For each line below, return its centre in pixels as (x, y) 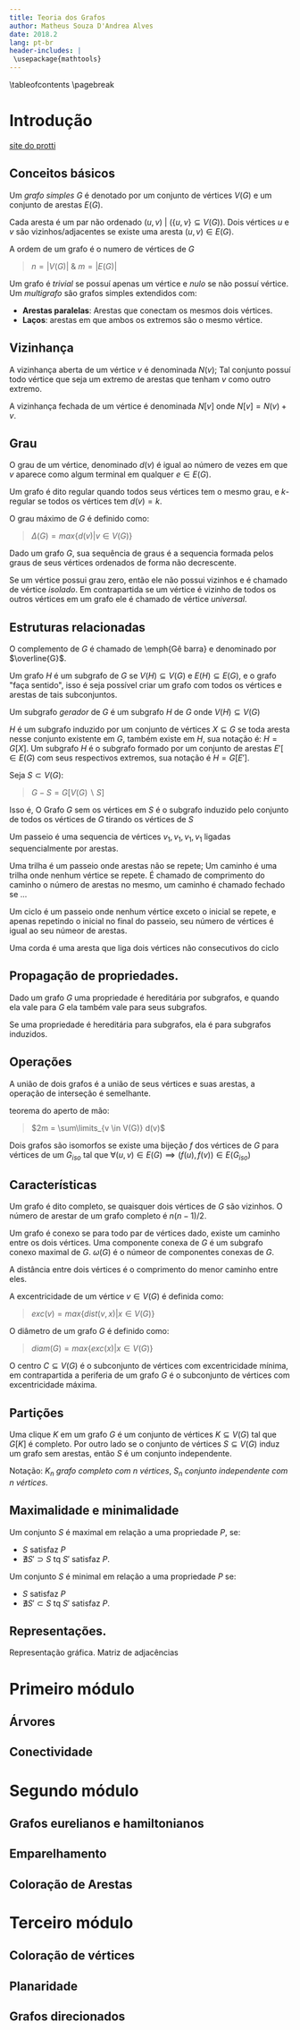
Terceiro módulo (71, 1922)
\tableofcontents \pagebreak (62, 85)
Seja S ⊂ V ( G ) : (37, 776)
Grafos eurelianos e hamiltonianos (107, 1823)
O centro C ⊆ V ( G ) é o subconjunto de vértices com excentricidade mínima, (149, 1366)
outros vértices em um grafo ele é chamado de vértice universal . (128, 599)
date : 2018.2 (33, 34)
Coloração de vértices (72, 1956)
